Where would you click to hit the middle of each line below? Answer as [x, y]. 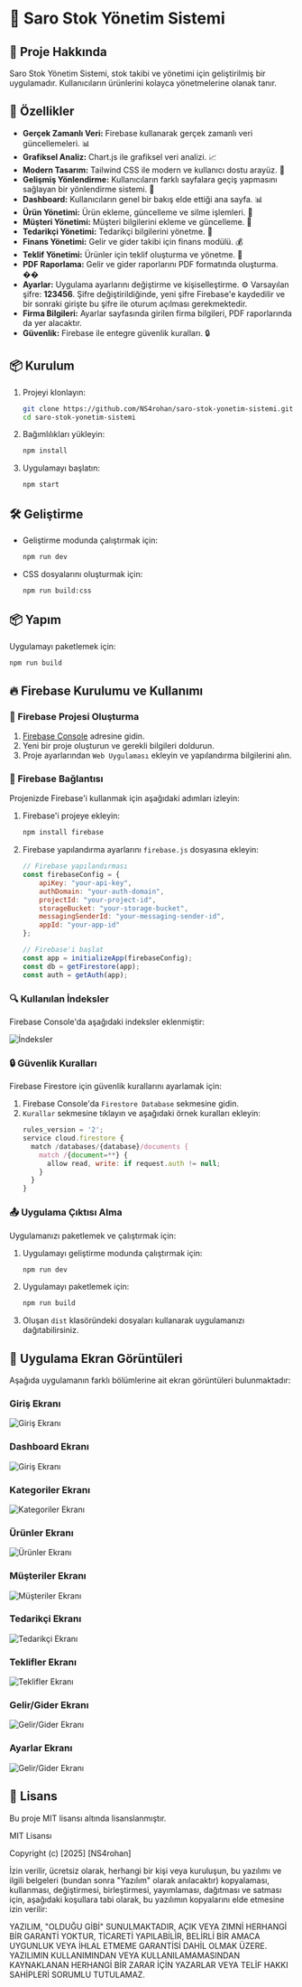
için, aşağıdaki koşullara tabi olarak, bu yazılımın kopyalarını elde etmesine [147, 1899]
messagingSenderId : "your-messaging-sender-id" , [132, 917]
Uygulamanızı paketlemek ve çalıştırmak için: [93, 1236]
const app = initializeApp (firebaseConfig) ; [107, 958]
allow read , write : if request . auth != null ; [133, 1163]
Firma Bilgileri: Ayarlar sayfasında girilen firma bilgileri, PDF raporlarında [157, 313]
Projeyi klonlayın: [54, 392]
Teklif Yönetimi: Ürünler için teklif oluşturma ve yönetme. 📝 [133, 254]
